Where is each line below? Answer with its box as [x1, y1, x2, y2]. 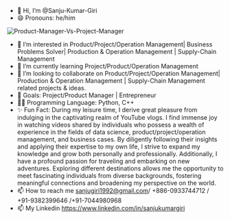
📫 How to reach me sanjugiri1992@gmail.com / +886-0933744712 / [16, 187, 209, 194]
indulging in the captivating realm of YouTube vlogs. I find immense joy [16, 114, 218, 121]
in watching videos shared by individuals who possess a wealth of [16, 120, 205, 129]
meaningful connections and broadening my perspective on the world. [16, 179, 216, 187]
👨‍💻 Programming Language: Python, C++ [16, 99, 135, 106]
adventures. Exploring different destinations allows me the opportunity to [16, 164, 224, 172]
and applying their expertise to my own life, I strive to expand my [16, 142, 200, 151]
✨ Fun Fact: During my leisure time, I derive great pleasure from [16, 106, 198, 114]
